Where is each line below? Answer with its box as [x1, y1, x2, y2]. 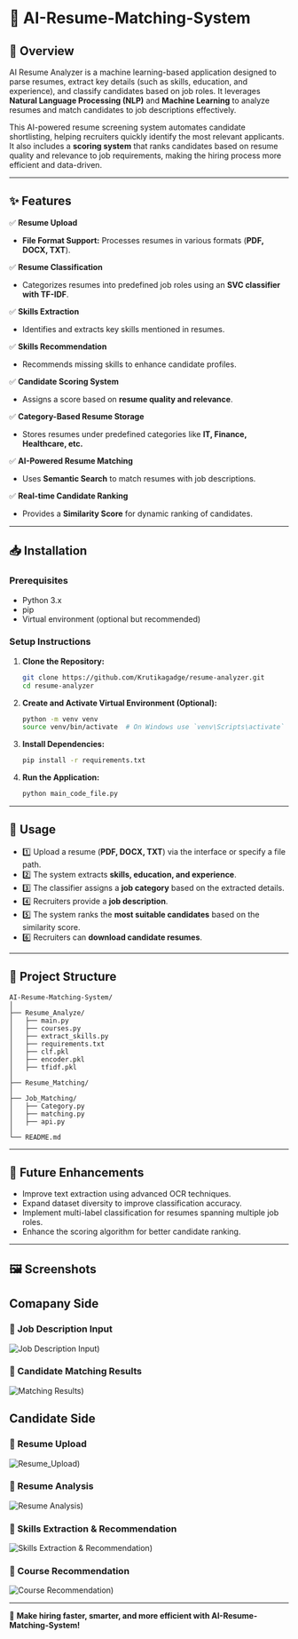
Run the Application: [21, 772, 100, 783]
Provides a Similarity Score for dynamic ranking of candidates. [21, 508, 253, 519]
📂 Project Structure [9, 969, 117, 984]
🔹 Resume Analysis [9, 1480, 94, 1492]
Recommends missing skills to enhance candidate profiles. [21, 359, 237, 370]
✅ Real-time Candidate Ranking [9, 490, 129, 501]
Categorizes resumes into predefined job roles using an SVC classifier [21, 279, 281, 290]
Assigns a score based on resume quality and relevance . [21, 394, 233, 404]
